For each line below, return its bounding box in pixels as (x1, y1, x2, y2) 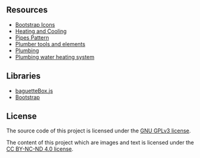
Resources (6, 5, 48, 15)
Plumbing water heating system (15, 53, 95, 60)
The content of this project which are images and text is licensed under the (6, 139, 195, 146)
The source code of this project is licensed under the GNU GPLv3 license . (6, 127, 191, 134)
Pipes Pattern (15, 33, 49, 41)
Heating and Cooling (15, 27, 67, 35)
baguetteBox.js (15, 87, 53, 94)
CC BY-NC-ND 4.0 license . (6, 145, 74, 153)
